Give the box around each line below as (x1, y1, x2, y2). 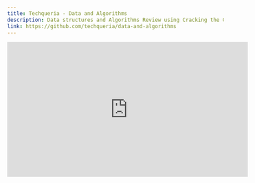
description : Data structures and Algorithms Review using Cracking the (7, 16, 220, 23)
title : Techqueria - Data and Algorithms (7, 10, 128, 17)
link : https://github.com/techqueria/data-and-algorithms (7, 23, 177, 29)
